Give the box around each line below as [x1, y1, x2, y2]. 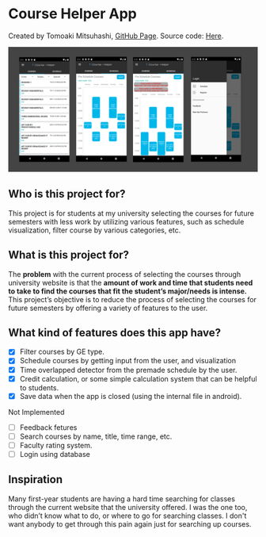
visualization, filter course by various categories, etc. [8, 225, 181, 235]
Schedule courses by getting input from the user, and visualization [19, 356, 237, 366]
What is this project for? [8, 248, 129, 262]
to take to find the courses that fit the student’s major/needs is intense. [8, 286, 248, 296]
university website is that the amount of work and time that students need [8, 278, 253, 287]
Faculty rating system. [19, 440, 93, 450]
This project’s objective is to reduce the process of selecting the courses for [8, 294, 257, 304]
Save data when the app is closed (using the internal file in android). [19, 391, 242, 401]
